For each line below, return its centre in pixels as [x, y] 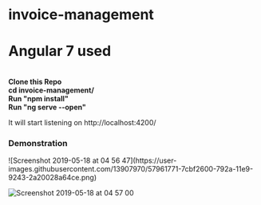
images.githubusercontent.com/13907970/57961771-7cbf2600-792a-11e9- [131, 169]
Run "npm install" [39, 99]
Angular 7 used [60, 51]
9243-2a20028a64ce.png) [53, 178]
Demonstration [38, 144]
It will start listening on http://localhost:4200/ [83, 123]
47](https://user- [149, 160]
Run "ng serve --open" [47, 107]
